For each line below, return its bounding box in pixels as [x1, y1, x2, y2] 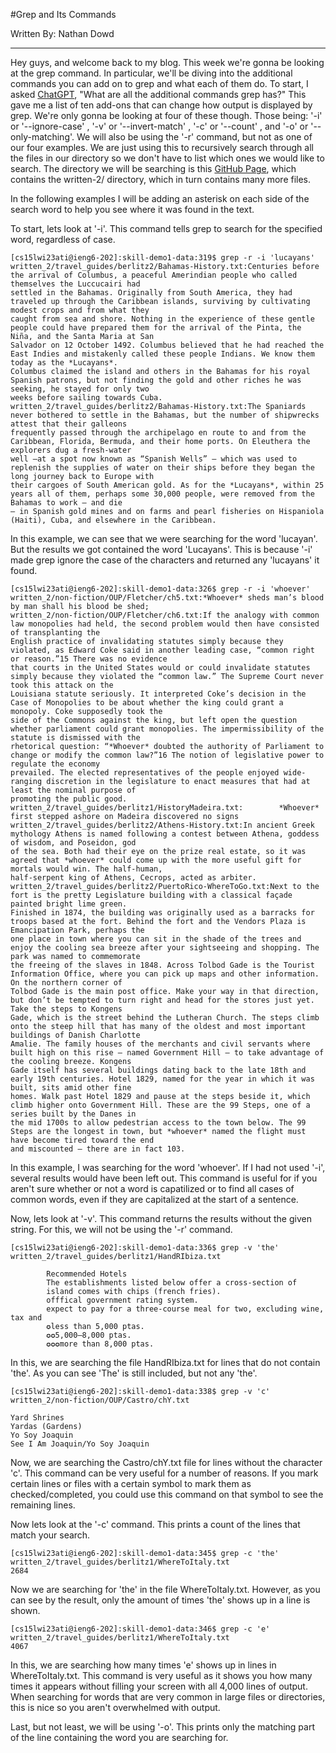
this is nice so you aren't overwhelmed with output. [10, 1702, 221, 1713]
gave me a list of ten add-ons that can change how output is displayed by [10, 99, 313, 111]
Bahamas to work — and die [10, 498, 123, 508]
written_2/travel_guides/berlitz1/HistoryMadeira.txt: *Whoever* [10, 803, 320, 813]
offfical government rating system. [46, 1295, 199, 1305]
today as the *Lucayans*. [10, 358, 118, 368]
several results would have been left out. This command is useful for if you [10, 1172, 318, 1184]
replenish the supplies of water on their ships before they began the [10, 463, 315, 473]
